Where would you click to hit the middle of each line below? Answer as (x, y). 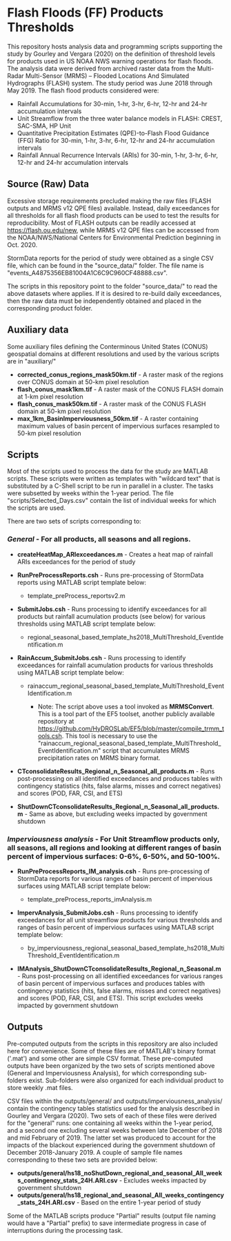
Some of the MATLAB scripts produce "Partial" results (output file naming (111, 1215)
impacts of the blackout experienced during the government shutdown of (111, 1145)
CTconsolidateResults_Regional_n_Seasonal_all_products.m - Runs (116, 771)
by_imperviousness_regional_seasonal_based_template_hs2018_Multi (126, 948)
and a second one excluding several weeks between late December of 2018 (115, 1130)
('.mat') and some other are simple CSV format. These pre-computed (105, 1058)
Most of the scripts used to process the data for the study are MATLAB (108, 471)
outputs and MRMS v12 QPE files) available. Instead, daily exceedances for (113, 208)
